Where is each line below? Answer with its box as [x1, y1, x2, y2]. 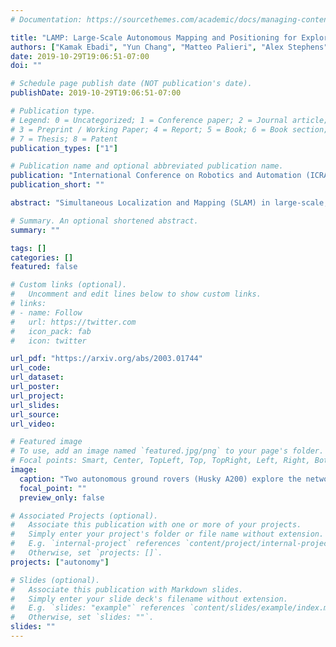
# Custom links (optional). [10, 280, 128, 290]
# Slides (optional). [10, 575, 101, 585]
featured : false [10, 262, 78, 272]
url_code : [10, 363, 52, 373]
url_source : [10, 409, 60, 420]
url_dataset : [10, 372, 65, 383]
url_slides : [10, 400, 60, 410]
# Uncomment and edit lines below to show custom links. [10, 289, 262, 300]
